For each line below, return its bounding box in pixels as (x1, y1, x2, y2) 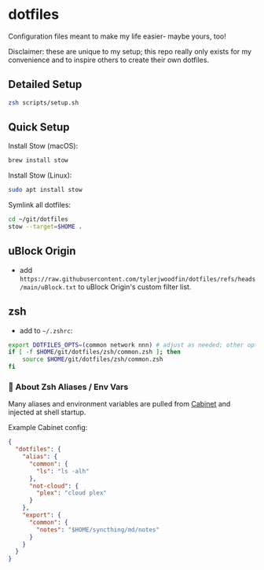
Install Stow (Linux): (8, 171, 72, 180)
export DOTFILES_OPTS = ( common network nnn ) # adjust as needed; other (8, 340, 244, 349)
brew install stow (8, 156, 68, 164)
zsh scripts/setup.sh (8, 98, 79, 107)
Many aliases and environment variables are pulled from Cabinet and (8, 399, 231, 409)
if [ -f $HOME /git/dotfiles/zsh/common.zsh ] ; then (8, 348, 181, 356)
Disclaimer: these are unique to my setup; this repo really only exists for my (8, 46, 252, 56)
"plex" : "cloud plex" (36, 489, 108, 497)
